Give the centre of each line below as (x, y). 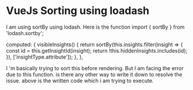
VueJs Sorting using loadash (78, 11)
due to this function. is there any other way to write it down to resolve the (94, 74)
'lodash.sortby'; (25, 33)
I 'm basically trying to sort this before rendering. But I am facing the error (95, 68)
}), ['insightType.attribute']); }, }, (45, 57)
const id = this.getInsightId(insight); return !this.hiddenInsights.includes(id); (97, 50)
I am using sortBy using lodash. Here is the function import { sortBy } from (95, 27)
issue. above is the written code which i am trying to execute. (80, 81)
